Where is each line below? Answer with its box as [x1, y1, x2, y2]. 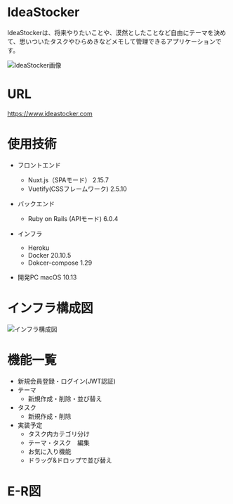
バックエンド [17, 199, 55, 208]
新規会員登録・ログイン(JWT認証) [17, 377, 116, 385]
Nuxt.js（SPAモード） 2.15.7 [27, 175, 109, 184]
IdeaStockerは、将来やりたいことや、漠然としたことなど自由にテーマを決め [7, 28, 227, 37]
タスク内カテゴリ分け [27, 429, 90, 438]
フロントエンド [17, 160, 61, 169]
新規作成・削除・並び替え [27, 394, 102, 403]
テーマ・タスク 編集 [27, 438, 90, 447]
